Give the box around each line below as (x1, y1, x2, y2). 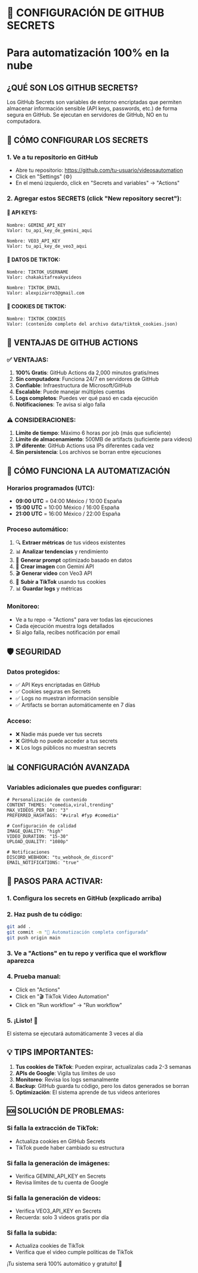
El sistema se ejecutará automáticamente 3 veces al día (7, 1030, 143, 1037)
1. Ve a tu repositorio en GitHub (7, 153, 98, 161)
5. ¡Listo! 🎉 (7, 1016, 38, 1025)
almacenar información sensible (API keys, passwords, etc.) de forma (7, 105, 178, 112)
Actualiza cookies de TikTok (15, 1242, 85, 1250)
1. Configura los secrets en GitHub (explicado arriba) (7, 894, 162, 902)
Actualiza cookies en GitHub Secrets (15, 1138, 106, 1145)
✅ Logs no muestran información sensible (15, 695, 119, 702)
